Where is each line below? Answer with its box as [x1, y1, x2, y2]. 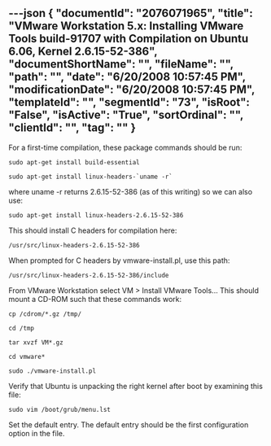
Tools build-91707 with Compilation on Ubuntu [8, 32, 249, 46]
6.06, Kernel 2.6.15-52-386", [8, 45, 158, 59]
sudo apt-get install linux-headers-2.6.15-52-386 [8, 211, 184, 219]
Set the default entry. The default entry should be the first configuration [8, 419, 249, 430]
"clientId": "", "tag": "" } [8, 121, 136, 135]
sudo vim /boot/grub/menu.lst [8, 405, 111, 413]
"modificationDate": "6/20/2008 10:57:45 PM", [8, 83, 255, 97]
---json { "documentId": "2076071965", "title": [8, 7, 254, 20]
